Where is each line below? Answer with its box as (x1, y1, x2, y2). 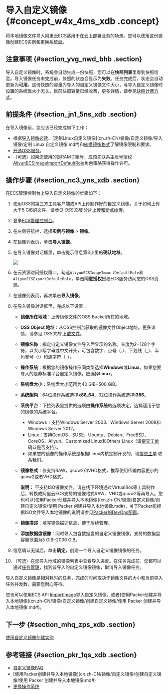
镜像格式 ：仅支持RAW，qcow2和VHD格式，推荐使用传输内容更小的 (20, 468, 159, 474)
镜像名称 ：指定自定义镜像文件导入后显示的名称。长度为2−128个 (20, 341, 152, 347)
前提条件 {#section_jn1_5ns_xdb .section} (5, 110, 137, 119)
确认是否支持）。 (27, 444, 61, 450)
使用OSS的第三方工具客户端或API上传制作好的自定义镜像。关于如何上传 (12, 201, 160, 207)
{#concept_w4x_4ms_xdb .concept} (5, 15, 160, 27)
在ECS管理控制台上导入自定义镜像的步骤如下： (5, 190, 102, 196)
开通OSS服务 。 (12, 147, 44, 153)
